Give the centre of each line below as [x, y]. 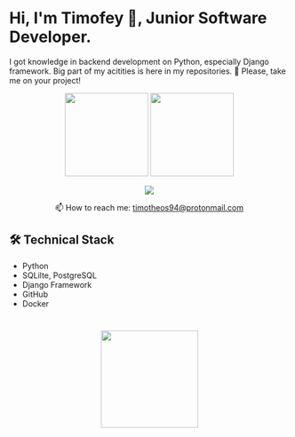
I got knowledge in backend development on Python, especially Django [139, 61]
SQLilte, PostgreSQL [60, 275]
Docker [36, 303]
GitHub [35, 294]
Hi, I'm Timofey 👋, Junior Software [138, 18]
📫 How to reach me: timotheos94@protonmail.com [149, 207]
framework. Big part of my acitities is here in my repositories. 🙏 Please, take [147, 71]
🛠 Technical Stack [62, 240]
